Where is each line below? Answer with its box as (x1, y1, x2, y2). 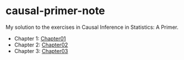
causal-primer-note (5, 4, 105, 18)
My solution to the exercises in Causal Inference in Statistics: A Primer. (5, 24, 179, 31)
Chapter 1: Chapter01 (14, 35, 66, 42)
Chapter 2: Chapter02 (14, 41, 68, 48)
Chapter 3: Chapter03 (14, 47, 68, 54)
